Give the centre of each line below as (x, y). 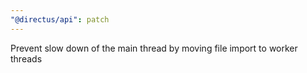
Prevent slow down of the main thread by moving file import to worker (154, 48)
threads (26, 58)
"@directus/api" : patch (60, 19)
